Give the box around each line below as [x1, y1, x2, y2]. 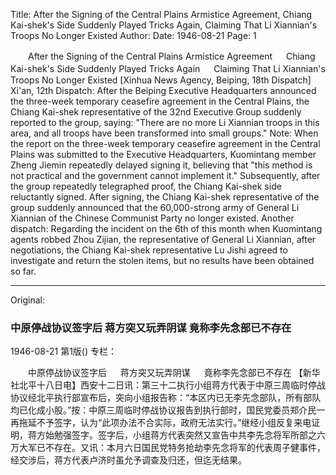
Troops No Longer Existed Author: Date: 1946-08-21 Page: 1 [10, 30, 257, 41]
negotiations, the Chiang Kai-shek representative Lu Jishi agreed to [10, 244, 288, 256]
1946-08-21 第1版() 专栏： [10, 345, 118, 358]
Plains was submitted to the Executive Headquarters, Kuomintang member [10, 149, 317, 160]
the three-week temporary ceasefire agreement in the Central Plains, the [10, 95, 310, 107]
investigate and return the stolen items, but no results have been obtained [10, 255, 315, 266]
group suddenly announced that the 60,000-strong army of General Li [10, 202, 300, 213]
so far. [10, 265, 37, 277]
